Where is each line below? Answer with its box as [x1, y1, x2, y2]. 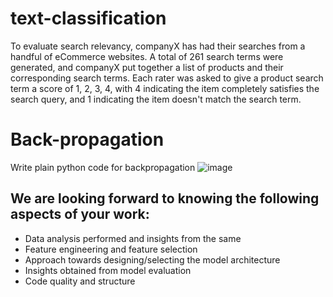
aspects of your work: [10, 206, 150, 223]
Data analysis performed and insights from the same [24, 232, 242, 244]
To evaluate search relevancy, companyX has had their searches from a [10, 40, 306, 52]
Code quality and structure [24, 275, 136, 287]
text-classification [10, 7, 167, 30]
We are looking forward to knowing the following [10, 190, 320, 207]
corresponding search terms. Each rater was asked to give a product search [10, 72, 324, 84]
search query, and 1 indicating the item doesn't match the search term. [10, 93, 302, 105]
